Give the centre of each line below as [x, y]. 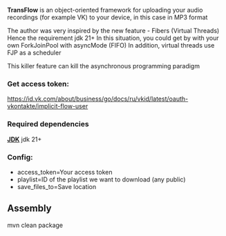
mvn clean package [35, 225]
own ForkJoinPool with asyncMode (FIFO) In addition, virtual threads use [111, 45]
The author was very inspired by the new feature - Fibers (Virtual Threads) [113, 31]
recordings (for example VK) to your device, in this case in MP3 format [107, 17]
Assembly [29, 209]
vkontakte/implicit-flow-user [48, 106]
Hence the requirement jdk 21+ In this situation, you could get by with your [113, 38]
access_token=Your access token [65, 172]
